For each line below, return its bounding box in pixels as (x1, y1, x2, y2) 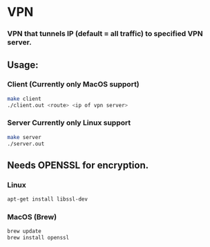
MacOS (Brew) (7, 212, 57, 222)
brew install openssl (7, 235, 70, 241)
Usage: (7, 59, 39, 71)
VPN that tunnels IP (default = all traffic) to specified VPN (7, 29, 203, 39)
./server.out (7, 140, 45, 147)
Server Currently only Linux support (7, 118, 131, 128)
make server (7, 134, 41, 140)
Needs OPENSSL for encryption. (7, 159, 149, 171)
